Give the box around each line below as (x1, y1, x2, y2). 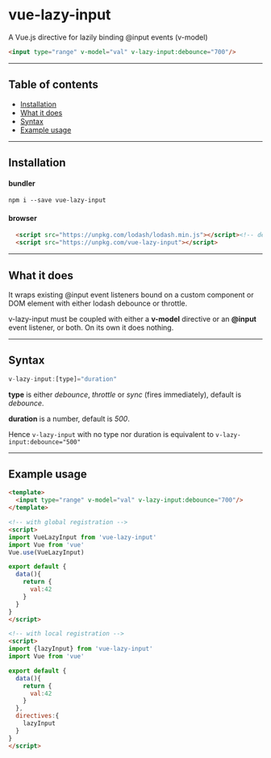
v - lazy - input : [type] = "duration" (8, 375, 117, 383)
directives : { (15, 712, 60, 720)
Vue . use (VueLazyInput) (8, 548, 85, 556)
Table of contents (8, 78, 98, 92)
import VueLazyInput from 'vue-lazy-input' (8, 533, 157, 541)
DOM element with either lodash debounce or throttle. (8, 298, 188, 308)
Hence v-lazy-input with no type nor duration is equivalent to (8, 429, 214, 439)
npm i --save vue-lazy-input (8, 196, 106, 205)
